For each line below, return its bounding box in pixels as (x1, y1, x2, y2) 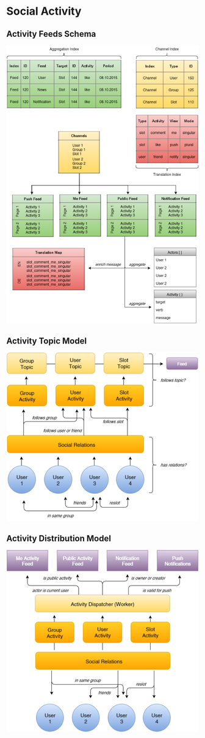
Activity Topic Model (6, 336, 87, 346)
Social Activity (6, 4, 82, 18)
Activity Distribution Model (6, 533, 112, 543)
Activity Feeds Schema (6, 29, 96, 39)
